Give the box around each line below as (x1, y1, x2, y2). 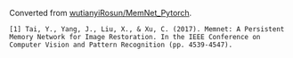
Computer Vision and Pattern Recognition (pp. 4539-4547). (9, 40, 233, 49)
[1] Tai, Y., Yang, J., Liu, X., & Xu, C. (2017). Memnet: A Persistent (9, 25, 285, 34)
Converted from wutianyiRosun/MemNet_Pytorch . (9, 8, 192, 18)
